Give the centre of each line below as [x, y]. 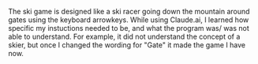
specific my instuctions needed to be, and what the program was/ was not [129, 28]
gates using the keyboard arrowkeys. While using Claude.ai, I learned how [129, 20]
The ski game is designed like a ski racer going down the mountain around [129, 11]
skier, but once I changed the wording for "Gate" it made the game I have [127, 45]
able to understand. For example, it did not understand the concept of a [124, 36]
